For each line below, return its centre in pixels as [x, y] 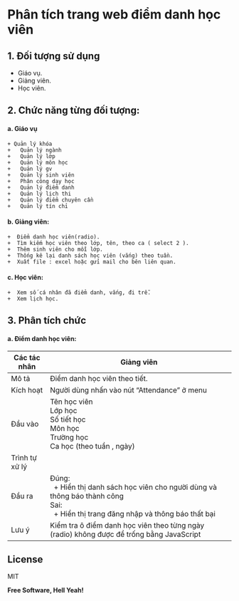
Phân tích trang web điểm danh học [114, 15]
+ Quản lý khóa [30, 144]
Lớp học [63, 410]
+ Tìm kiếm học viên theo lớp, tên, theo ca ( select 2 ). [99, 243]
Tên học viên [71, 402]
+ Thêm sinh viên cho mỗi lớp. [55, 249]
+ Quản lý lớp [31, 156]
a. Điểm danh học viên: [42, 338]
